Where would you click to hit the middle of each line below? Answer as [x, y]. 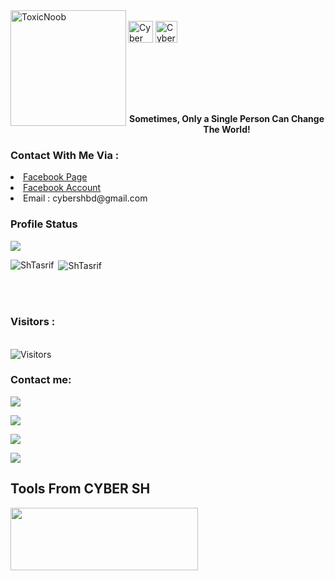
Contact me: [41, 380]
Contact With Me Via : [65, 155]
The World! [227, 129]
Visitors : [33, 322]
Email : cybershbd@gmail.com [85, 198]
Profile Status [44, 224]
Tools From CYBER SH [80, 489]
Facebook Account [62, 188]
